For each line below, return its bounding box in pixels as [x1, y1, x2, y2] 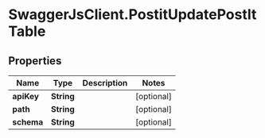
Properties [8, 54, 62, 67]
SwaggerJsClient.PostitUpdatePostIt [8, 6, 257, 24]
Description [82, 78, 128, 88]
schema [12, 117, 44, 128]
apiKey [12, 91, 40, 102]
